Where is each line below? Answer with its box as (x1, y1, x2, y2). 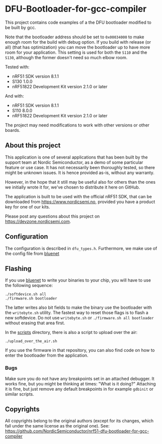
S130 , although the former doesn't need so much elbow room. (5, 54, 128, 60)
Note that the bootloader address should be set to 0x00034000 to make (5, 34, 144, 40)
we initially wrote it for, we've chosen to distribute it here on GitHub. (5, 184, 140, 190)
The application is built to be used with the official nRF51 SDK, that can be (5, 193, 152, 199)
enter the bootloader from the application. (5, 352, 88, 358)
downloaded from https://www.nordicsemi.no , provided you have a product (5, 199, 156, 205)
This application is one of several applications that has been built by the (5, 154, 148, 160)
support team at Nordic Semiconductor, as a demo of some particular (5, 159, 144, 165)
